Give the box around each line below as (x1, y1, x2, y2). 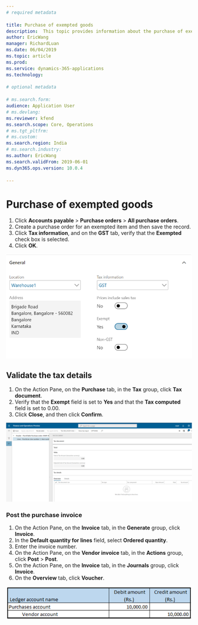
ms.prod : (6, 59, 28, 65)
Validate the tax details (6, 370, 93, 380)
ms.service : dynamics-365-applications (6, 66, 104, 71)
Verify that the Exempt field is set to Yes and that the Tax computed (14, 398, 181, 405)
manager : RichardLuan (6, 41, 60, 47)
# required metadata (6, 9, 57, 15)
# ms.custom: (6, 134, 38, 140)
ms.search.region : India (6, 140, 67, 146)
